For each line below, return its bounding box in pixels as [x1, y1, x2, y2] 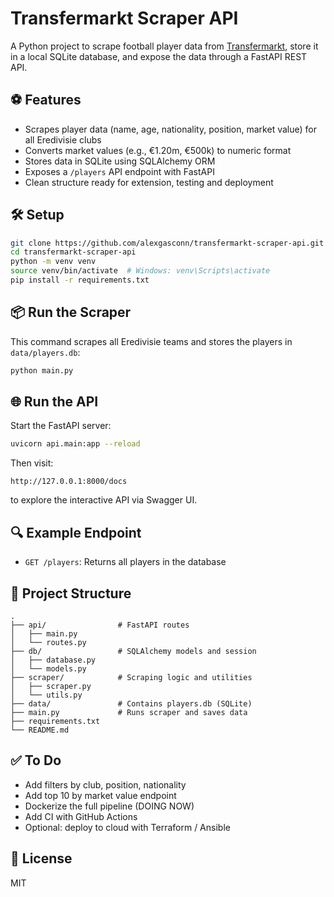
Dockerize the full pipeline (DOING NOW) [24, 800, 195, 812]
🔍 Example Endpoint [10, 524, 142, 541]
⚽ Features [10, 92, 82, 109]
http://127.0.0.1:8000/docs [10, 477, 128, 487]
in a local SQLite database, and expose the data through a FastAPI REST [10, 50, 308, 62]
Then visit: [10, 457, 54, 469]
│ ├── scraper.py [10, 681, 92, 691]
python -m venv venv [10, 257, 97, 267]
